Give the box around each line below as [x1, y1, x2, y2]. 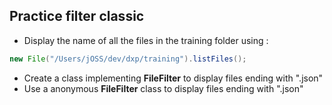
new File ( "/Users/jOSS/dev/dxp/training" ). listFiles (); [9, 54, 247, 64]
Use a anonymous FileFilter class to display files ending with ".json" [23, 82, 304, 94]
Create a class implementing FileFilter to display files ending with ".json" [23, 72, 324, 84]
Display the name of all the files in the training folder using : [23, 34, 269, 46]
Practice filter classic [9, 8, 145, 25]
